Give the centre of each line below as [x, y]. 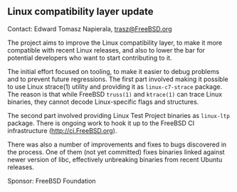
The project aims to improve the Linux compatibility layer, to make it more [115, 43]
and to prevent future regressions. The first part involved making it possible [118, 79]
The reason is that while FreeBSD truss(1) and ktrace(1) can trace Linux [115, 94]
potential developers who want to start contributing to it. [90, 58]
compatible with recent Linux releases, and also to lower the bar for [106, 50]
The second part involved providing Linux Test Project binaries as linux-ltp [118, 115]
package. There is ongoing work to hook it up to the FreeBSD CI [101, 123]
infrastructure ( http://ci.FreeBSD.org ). [62, 130]
